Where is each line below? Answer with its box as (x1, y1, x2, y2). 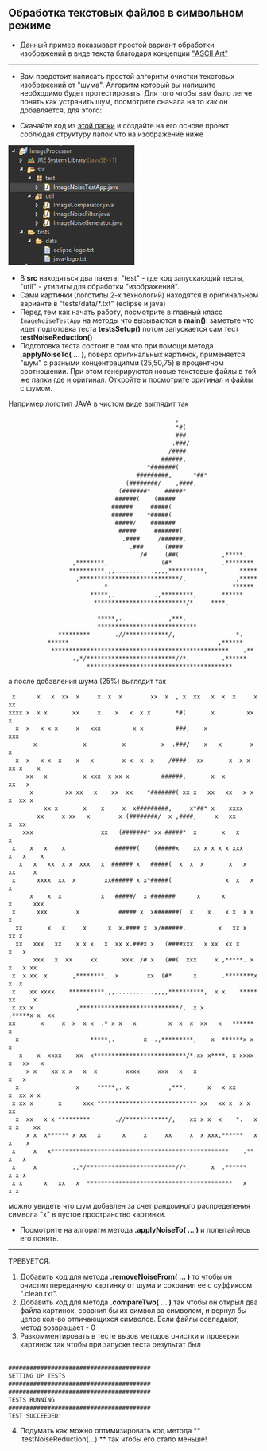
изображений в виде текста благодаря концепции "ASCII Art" (19, 48, 229, 58)
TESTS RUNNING (8, 1395, 56, 1404)
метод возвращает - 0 (19, 1323, 96, 1332)
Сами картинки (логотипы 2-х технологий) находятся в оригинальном (19, 290, 259, 300)
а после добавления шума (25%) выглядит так (8, 676, 167, 686)
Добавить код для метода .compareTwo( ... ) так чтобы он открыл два (19, 1297, 258, 1307)
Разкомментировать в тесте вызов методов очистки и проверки (19, 1331, 240, 1340)
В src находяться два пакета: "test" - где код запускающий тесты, (19, 273, 245, 282)
